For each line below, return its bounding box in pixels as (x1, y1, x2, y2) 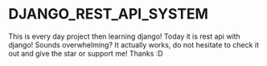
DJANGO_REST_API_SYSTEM (8, 5, 209, 23)
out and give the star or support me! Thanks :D (8, 48, 163, 58)
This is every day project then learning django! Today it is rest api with (8, 31, 241, 41)
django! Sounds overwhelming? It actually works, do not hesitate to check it (8, 39, 260, 49)
